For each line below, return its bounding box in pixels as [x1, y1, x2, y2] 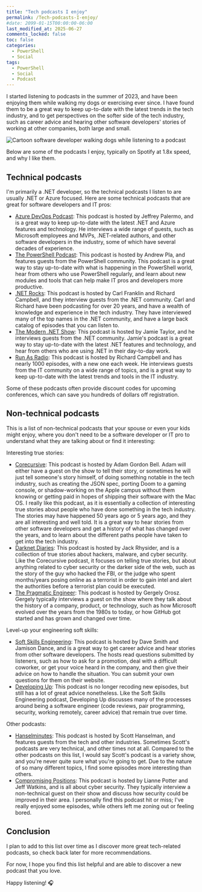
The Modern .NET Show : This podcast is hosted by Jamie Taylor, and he [14, 328, 195, 335]
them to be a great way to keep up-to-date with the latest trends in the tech [6, 106, 194, 113]
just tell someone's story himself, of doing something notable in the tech [14, 473, 195, 480]
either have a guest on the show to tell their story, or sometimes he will [14, 467, 191, 474]
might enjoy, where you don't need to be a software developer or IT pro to [6, 431, 190, 438]
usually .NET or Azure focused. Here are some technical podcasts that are [6, 194, 191, 202]
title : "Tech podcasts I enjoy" [6, 8, 87, 15]
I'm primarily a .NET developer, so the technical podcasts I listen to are [6, 188, 182, 195]
